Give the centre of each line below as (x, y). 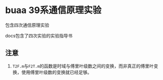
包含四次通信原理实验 (27, 25)
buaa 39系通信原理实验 (53, 10)
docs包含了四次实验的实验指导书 (39, 35)
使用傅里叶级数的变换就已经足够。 (56, 72)
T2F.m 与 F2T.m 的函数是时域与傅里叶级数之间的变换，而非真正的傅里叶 (83, 66)
